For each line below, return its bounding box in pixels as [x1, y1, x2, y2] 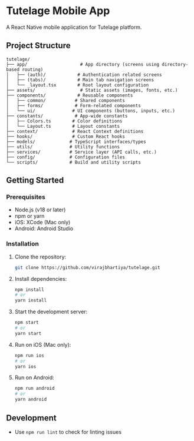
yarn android [14, 396, 47, 403]
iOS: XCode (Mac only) [14, 219, 71, 226]
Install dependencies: [14, 275, 67, 282]
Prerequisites [6, 193, 45, 201]
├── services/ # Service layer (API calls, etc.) [6, 149, 157, 155]
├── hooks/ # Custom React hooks [6, 134, 126, 140]
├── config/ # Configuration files [6, 154, 126, 160]
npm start [14, 320, 40, 326]
